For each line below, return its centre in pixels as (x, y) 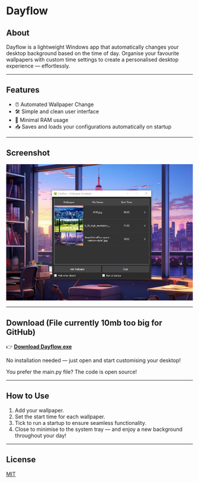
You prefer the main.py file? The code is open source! (72, 372)
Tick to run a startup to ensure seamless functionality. (81, 423)
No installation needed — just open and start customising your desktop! (94, 360)
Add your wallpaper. (39, 410)
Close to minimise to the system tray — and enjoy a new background (98, 429)
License (21, 460)
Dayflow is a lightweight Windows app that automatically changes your (92, 47)
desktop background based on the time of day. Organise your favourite (93, 53)
